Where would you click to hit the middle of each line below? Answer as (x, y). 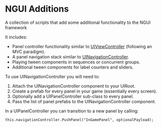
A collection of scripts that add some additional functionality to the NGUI (78, 22)
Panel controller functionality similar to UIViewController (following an (82, 46)
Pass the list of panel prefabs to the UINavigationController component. (84, 101)
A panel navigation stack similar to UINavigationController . (71, 56)
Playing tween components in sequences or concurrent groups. (76, 62)
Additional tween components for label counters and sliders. (73, 67)
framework (16, 27)
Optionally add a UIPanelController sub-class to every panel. (73, 96)
